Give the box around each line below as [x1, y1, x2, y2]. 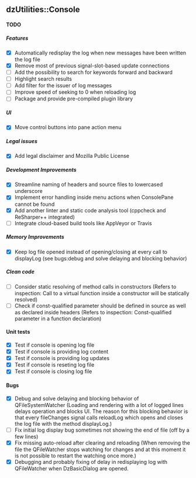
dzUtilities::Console [6, 5, 80, 15]
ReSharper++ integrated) [14, 213, 75, 221]
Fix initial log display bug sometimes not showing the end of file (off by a [14, 426, 190, 433]
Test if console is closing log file [14, 368, 92, 375]
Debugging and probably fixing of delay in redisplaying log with [14, 458, 168, 465]
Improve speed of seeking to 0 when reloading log [14, 89, 136, 96]
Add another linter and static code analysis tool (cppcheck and [14, 206, 166, 213]
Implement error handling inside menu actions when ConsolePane [14, 194, 174, 201]
